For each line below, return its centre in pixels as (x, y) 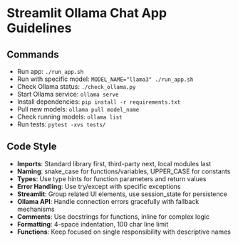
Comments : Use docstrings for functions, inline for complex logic (113, 216)
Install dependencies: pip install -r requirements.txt (99, 102)
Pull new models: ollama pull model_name (78, 109)
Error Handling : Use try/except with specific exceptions (99, 186)
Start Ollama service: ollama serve (68, 94)
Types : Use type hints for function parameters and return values (112, 178)
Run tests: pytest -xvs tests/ (61, 124)
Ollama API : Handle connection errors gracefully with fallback (108, 201)
